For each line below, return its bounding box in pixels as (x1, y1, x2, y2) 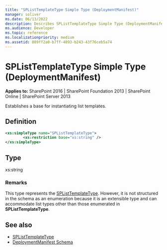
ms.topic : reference (5, 30, 48, 35)
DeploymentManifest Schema (12, 239, 73, 245)
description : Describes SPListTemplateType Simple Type (5, 21, 123, 26)
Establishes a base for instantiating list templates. (5, 103, 106, 109)
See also (5, 221, 32, 229)
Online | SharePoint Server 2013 (5, 93, 71, 99)
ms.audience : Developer (5, 26, 55, 31)
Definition (5, 117, 36, 126)
